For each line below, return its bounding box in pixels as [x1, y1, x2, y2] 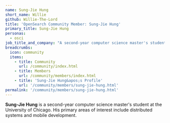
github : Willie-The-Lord [5, 17, 58, 22]
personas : [5, 31, 26, 36]
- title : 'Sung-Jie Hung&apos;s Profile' [14, 78, 103, 83]
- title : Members [14, 69, 51, 74]
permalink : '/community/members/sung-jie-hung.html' [5, 87, 119, 93]
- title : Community [14, 59, 56, 64]
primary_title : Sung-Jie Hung [5, 26, 69, 31]
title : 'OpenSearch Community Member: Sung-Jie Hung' [5, 21, 121, 27]
